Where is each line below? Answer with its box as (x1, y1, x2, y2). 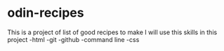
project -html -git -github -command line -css (7, 35, 140, 43)
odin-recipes (7, 5, 84, 21)
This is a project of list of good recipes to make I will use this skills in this (7, 28, 218, 36)
